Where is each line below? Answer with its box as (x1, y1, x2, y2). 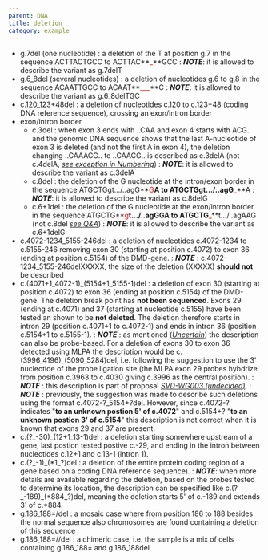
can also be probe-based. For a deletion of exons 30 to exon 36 (19, 339, 230, 348)
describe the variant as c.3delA (31, 168, 135, 177)
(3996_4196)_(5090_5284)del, (19, 355, 119, 365)
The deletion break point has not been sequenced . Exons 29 (40, 296, 242, 306)
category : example (8, 26, 70, 34)
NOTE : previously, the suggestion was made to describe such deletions (19, 390, 258, 400)
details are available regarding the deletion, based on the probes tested (19, 475, 255, 485)
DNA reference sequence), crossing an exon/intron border (19, 108, 212, 118)
